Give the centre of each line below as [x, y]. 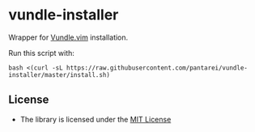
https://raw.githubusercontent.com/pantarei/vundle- [157, 68]
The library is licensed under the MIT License [96, 119]
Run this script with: [42, 53]
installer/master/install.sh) [59, 75]
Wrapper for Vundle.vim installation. [68, 37]
